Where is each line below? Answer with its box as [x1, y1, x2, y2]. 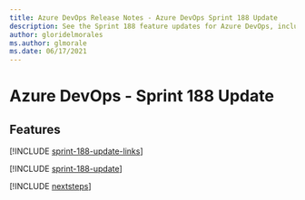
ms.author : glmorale [9, 38, 88, 48]
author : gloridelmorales [9, 30, 103, 39]
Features [9, 121, 61, 137]
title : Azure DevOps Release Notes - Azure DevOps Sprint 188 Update [9, 13, 279, 23]
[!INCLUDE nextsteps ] [9, 181, 93, 192]
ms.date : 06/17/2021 [9, 47, 88, 56]
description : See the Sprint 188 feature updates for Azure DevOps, [9, 22, 274, 31]
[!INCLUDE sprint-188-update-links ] [9, 146, 143, 157]
